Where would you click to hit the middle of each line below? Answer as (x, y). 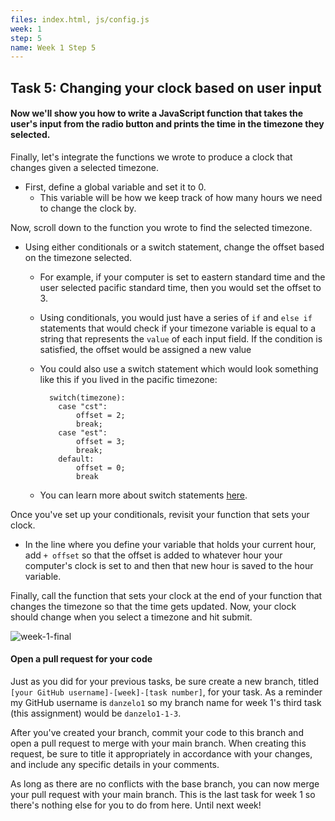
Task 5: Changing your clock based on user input (166, 87)
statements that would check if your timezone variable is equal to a (178, 328)
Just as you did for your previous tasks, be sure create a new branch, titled (165, 682)
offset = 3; (100, 441)
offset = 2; (100, 415)
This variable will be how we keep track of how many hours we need (181, 197)
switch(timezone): (87, 397)
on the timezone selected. (78, 257)
